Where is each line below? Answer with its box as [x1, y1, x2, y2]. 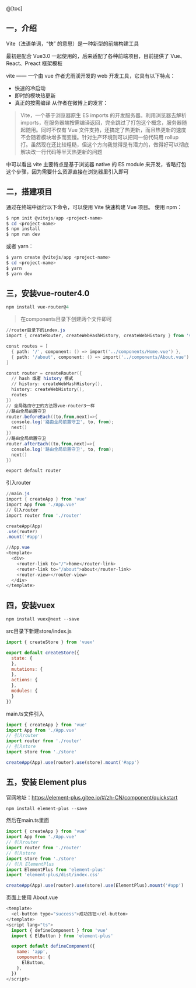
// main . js [6, 491, 30, 497]
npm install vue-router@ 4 [6, 304, 69, 310]
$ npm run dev [6, 231, 41, 238]
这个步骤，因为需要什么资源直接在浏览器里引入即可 [6, 168, 129, 175]
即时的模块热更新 [14, 92, 56, 99]
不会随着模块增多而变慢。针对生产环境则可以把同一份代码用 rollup [20, 133, 179, 140]
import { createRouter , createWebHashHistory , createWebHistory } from [6, 333, 184, 339]
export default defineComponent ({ [11, 944, 95, 949]
